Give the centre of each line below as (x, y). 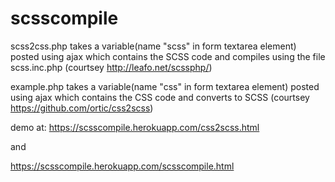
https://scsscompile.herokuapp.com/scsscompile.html (122, 166)
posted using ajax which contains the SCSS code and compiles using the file (168, 56)
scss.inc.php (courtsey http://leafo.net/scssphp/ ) (111, 67)
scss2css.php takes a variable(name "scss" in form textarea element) (153, 46)
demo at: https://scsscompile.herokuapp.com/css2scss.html (135, 127)
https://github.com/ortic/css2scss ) (82, 108)
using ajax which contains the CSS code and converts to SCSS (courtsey (160, 97)
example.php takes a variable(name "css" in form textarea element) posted (165, 86)
